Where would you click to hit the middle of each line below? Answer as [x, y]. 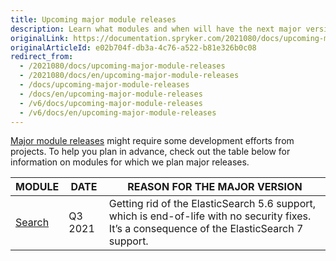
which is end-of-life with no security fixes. [210, 216]
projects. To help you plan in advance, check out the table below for [150, 152]
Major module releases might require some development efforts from [152, 141]
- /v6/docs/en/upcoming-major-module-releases [118, 112]
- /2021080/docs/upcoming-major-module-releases [122, 66]
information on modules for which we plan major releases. [130, 162]
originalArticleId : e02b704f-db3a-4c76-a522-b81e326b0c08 [133, 47]
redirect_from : [42, 57]
